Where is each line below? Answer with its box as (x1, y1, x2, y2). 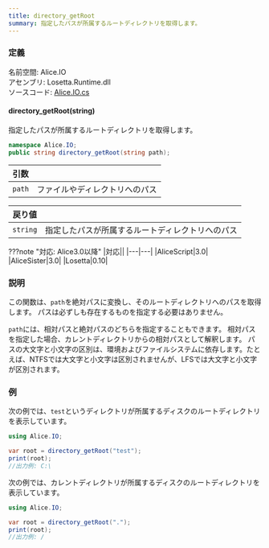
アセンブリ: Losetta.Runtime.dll (8, 77, 111, 87)
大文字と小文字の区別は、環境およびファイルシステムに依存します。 (22, 344, 247, 354)
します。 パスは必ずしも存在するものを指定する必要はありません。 (8, 307, 228, 317)
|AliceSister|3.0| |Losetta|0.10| (8, 255, 108, 266)
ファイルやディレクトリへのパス (36, 183, 157, 195)
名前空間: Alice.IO (8, 67, 67, 76)
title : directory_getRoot (8, 11, 95, 20)
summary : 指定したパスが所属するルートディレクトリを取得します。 (8, 19, 202, 27)
